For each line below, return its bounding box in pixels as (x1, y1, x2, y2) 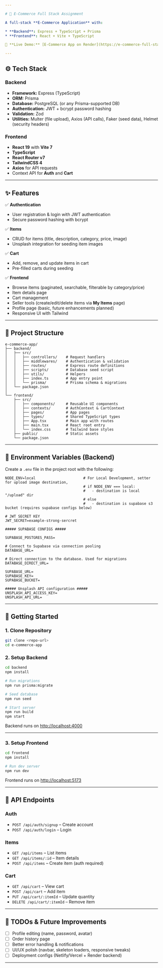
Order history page (12, 936, 50, 942)
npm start (5, 714, 25, 719)
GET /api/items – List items (12, 850, 66, 856)
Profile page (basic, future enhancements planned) (12, 305, 114, 311)
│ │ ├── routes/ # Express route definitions (5, 363, 125, 368)
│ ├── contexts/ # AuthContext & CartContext (14, 406, 125, 411)
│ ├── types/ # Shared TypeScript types (14, 414, 120, 419)
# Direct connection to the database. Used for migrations (5, 556, 127, 561)
